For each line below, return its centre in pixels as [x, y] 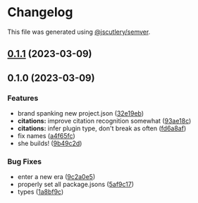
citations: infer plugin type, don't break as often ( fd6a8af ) [102, 128]
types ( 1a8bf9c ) [41, 192]
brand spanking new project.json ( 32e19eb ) [81, 113]
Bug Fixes [25, 161]
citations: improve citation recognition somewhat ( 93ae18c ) [104, 121]
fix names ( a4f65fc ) [46, 136]
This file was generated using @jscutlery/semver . [79, 32]
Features [23, 98]
